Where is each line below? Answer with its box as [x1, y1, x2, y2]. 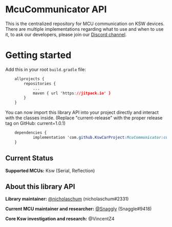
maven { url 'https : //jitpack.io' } [32, 91, 111, 96]
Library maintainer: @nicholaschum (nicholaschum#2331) [5, 196, 129, 202]
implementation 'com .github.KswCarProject [32, 135, 125, 140]
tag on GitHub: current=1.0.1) [5, 120, 66, 127]
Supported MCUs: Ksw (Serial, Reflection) [5, 168, 95, 174]
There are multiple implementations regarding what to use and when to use [5, 26, 164, 32]
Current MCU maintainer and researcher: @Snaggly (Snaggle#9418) [5, 206, 152, 212]
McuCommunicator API [5, 4, 107, 15]
